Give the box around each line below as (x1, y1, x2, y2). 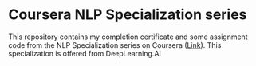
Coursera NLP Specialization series (8, 6, 247, 24)
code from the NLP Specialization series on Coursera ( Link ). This (8, 40, 222, 49)
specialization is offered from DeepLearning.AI (8, 49, 162, 58)
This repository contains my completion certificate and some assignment (8, 32, 249, 41)
